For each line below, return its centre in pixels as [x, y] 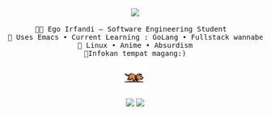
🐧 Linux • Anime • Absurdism [135, 45]
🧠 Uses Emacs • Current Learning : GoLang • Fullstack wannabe [135, 37]
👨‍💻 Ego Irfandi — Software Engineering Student [131, 29]
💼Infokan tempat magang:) [135, 53]
